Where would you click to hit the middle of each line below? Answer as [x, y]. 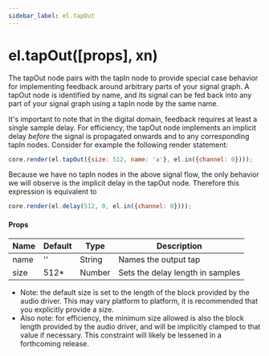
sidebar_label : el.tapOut [51, 16]
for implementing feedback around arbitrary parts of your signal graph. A [129, 86]
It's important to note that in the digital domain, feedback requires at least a [133, 119]
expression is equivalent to [53, 192]
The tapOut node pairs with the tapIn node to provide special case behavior [133, 78]
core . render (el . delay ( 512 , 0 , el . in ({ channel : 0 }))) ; [100, 207]
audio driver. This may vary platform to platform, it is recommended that [139, 301]
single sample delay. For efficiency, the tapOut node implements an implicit [132, 127]
